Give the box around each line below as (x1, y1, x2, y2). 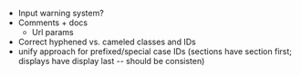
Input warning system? (17, 8, 105, 18)
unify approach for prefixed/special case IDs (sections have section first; (17, 46, 292, 57)
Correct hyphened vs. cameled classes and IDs (17, 36, 196, 47)
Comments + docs (17, 17, 88, 28)
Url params (31, 27, 75, 37)
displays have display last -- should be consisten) (17, 56, 205, 66)
